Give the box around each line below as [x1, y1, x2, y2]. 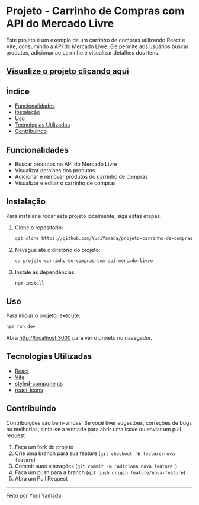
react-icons [14, 386, 43, 393]
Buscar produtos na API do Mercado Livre [14, 160, 117, 168]
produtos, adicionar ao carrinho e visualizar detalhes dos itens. [6, 49, 160, 56]
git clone [14, 235, 40, 241]
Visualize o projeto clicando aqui [6, 67, 129, 77]
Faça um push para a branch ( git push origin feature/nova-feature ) [14, 468, 186, 476]
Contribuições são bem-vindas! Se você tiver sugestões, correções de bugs [6, 419, 192, 426]
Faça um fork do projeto [14, 443, 74, 450]
